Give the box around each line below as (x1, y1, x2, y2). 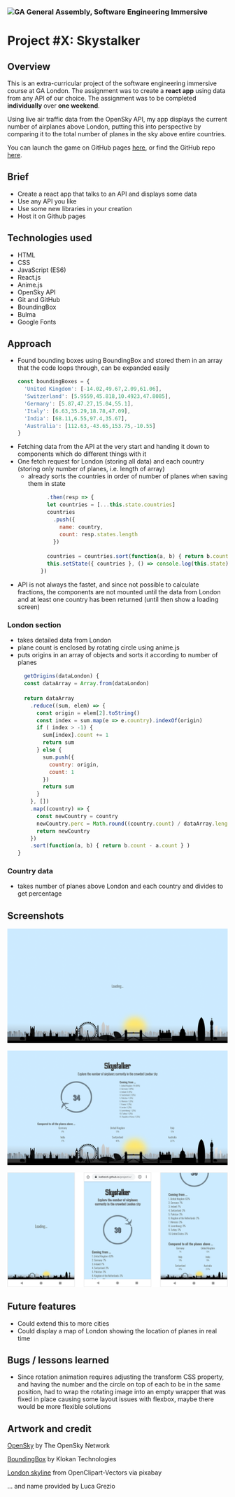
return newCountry (36, 827, 90, 835)
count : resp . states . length (59, 531, 138, 538)
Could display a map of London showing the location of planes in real (17, 1326, 218, 1335)
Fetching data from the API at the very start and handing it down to (17, 443, 210, 451)
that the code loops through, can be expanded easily (17, 364, 170, 372)
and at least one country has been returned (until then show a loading (17, 595, 219, 603)
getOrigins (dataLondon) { (24, 673, 99, 680)
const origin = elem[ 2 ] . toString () (36, 710, 141, 717)
